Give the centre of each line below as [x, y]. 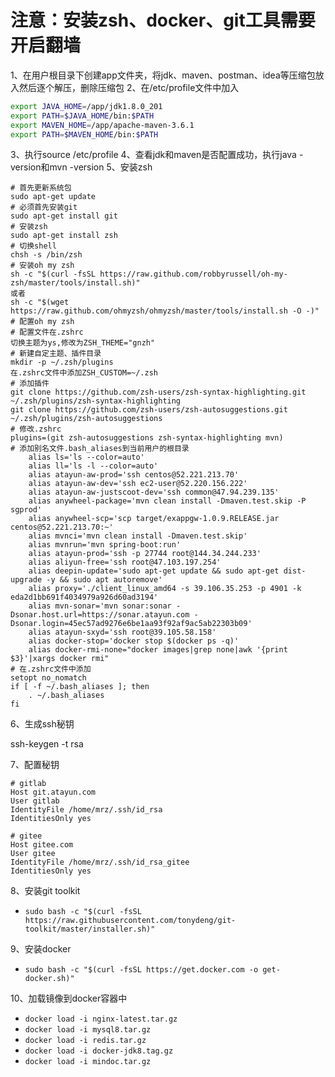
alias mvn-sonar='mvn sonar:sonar [100, 606]
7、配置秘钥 [35, 765]
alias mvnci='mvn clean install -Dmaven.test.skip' [138, 536]
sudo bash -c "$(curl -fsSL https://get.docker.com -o [141, 970]
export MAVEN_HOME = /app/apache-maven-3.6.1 [102, 125]
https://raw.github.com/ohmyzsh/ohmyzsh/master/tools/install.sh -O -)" [165, 311]
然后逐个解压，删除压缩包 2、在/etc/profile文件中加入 [129, 87]
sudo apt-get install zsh [64, 236]
